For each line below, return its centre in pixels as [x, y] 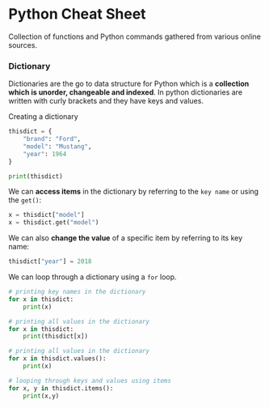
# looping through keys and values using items [90, 380]
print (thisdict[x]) [56, 337]
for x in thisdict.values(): [57, 359]
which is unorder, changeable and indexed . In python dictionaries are [126, 92]
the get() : [25, 200]
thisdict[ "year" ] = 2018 [50, 261]
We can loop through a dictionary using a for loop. [92, 277]
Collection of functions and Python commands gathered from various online [134, 36]
